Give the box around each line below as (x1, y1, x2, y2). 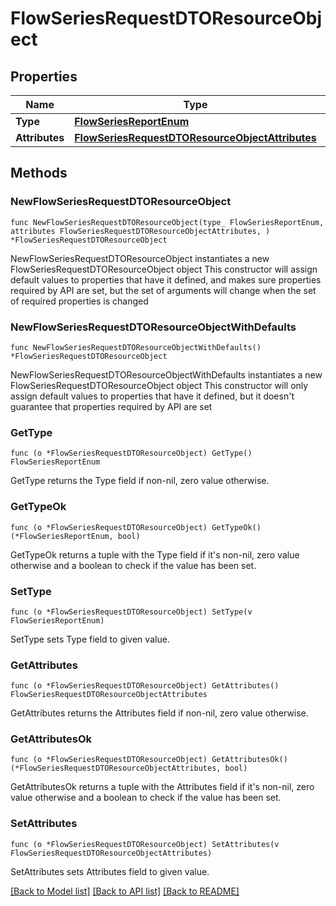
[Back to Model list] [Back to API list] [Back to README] (10, 885, 240, 897)
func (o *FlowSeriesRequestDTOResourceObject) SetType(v (10, 607, 253, 617)
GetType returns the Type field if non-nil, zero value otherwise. (10, 475, 270, 487)
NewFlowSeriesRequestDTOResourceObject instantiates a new (10, 252, 270, 264)
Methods (10, 165, 68, 182)
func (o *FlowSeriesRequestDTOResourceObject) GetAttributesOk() (10, 755, 288, 765)
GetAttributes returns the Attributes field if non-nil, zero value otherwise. (10, 707, 309, 719)
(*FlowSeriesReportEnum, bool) (10, 531, 141, 541)
